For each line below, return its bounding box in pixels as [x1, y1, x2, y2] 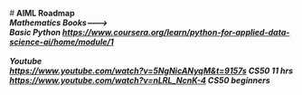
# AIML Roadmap [9, 8, 75, 18]
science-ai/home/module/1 [9, 36, 115, 47]
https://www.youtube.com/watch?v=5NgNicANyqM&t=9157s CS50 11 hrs [9, 65, 294, 76]
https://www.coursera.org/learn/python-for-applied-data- [61, 27, 290, 37]
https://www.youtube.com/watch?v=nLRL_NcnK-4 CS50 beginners [9, 75, 270, 85]
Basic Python [9, 27, 61, 37]
